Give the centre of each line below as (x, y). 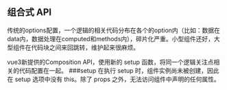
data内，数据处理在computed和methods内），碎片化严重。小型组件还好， (111, 38)
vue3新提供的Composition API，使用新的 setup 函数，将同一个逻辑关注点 (110, 62)
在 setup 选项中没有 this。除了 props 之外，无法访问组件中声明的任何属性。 (114, 79)
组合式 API (29, 12)
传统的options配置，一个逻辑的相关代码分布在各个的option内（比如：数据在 (114, 30)
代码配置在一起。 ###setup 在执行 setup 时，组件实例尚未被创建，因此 (119, 70)
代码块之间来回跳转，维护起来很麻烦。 (85, 47)
